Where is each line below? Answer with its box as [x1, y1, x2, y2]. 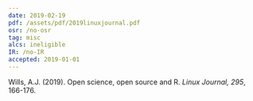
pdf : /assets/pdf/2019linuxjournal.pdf [8, 19, 141, 27]
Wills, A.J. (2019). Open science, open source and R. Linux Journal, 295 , [8, 77, 246, 87]
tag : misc [8, 33, 41, 42]
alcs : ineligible [8, 41, 66, 49]
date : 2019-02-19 [8, 11, 66, 20]
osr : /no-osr [8, 26, 52, 34]
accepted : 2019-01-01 [8, 56, 80, 64]
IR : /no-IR [8, 48, 45, 56]
